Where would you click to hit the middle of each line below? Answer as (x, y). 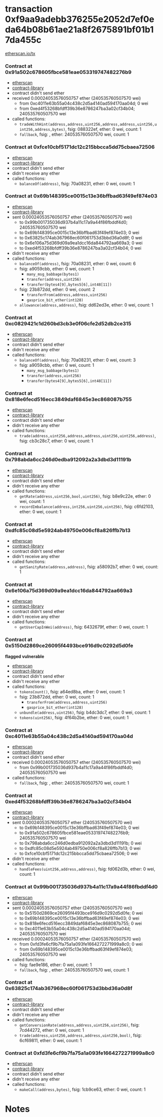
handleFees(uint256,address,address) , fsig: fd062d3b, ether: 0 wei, (87, 869)
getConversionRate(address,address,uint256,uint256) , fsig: (79, 1025)
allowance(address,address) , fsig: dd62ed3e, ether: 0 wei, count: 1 (86, 305)
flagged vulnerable (25, 656)
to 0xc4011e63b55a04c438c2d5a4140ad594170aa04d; (75, 928)
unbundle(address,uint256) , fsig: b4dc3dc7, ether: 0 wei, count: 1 (85, 712)
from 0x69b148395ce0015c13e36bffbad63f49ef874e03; (76, 949)
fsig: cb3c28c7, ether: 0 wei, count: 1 (56, 441)
